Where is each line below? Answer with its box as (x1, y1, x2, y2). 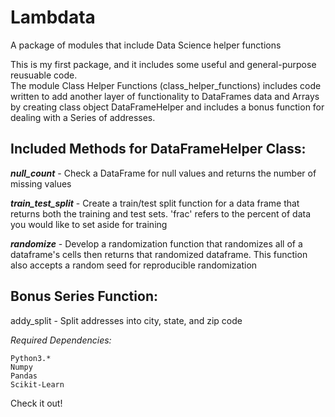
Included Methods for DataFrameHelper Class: (10, 141, 307, 158)
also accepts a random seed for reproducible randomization (10, 259, 258, 271)
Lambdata (10, 6, 96, 29)
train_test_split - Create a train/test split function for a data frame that (10, 197, 300, 209)
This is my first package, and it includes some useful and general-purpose (10, 58, 317, 70)
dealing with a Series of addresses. (10, 111, 156, 123)
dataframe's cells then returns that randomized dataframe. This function (10, 248, 308, 260)
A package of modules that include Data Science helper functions (10, 39, 282, 51)
